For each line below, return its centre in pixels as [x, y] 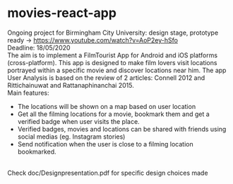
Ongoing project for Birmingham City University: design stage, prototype [113, 33]
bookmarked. [37, 151]
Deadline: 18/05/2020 [39, 47]
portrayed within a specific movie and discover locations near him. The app [117, 70]
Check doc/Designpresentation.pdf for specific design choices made [108, 173]
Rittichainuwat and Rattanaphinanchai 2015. [71, 85]
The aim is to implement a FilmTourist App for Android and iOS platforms [112, 55]
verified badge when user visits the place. [78, 121]
